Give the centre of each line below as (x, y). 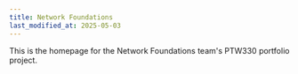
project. (24, 60)
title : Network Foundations (61, 17)
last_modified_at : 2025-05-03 (65, 26)
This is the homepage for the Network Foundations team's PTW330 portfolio (149, 50)
